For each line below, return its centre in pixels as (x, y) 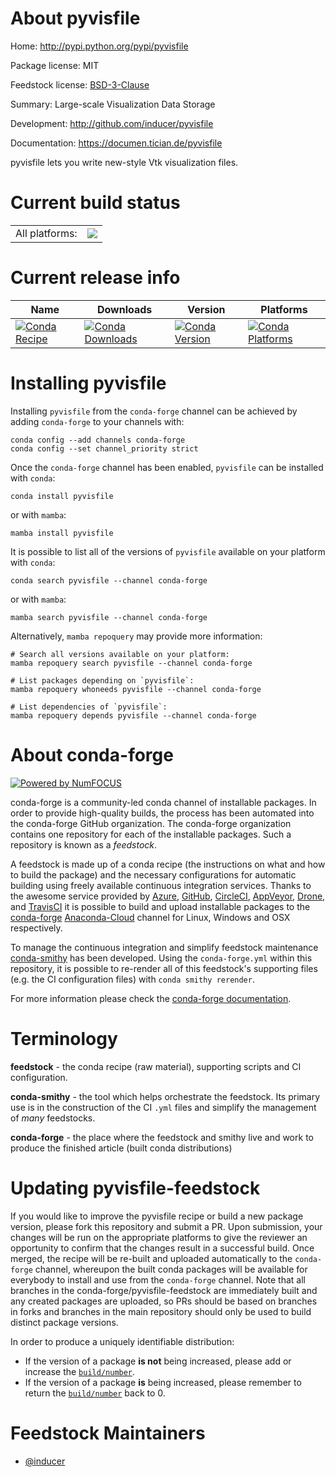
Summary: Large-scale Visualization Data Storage (113, 104)
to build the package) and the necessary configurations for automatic (153, 874)
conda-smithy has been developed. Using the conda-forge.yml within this (161, 958)
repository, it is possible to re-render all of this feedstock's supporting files (164, 968)
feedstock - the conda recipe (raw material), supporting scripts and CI (156, 1066)
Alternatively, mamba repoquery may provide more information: (136, 636)
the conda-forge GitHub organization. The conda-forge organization (151, 823)
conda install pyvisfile (62, 496)
